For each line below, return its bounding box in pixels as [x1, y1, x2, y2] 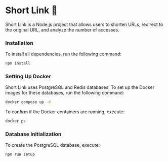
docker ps [5, 119, 26, 124]
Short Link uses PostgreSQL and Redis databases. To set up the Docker [5, 84, 155, 90]
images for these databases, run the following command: [5, 90, 124, 96]
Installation [5, 39, 34, 46]
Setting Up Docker [5, 73, 52, 80]
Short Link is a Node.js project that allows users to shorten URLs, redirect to [5, 21, 163, 27]
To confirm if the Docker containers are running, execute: [5, 109, 125, 115]
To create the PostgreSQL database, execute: [5, 142, 100, 148]
